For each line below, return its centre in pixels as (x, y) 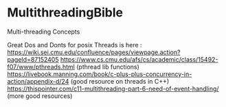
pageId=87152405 (33, 59)
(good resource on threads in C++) (120, 81)
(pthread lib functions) (108, 67)
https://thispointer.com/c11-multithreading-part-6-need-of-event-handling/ (113, 88)
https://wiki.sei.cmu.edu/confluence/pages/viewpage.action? (94, 52)
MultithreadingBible (65, 13)
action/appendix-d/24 (38, 81)
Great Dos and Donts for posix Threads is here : (75, 45)
